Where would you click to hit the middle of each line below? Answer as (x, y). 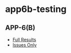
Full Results (24, 39)
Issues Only (24, 45)
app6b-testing (36, 9)
